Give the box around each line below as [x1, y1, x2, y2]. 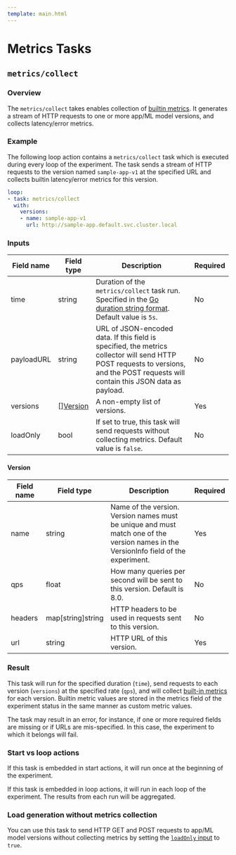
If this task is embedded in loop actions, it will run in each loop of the [7, 785, 206, 794]
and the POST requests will [96, 368, 185, 378]
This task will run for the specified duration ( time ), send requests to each [7, 679, 218, 687]
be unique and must [110, 519, 176, 529]
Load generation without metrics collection [7, 810, 158, 820]
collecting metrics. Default [96, 435, 183, 445]
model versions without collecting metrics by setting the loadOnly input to [7, 833, 220, 842]
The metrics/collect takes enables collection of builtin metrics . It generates [7, 104, 228, 113]
